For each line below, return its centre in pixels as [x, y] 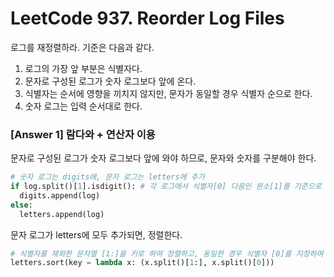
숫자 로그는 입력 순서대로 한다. [83, 106]
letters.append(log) [62, 214]
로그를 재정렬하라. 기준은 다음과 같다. [82, 47]
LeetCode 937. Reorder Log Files [147, 18]
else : [21, 205]
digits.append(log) [60, 195]
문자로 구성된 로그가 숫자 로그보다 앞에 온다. [110, 81]
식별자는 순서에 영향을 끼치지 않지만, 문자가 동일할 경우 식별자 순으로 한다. [168, 93]
